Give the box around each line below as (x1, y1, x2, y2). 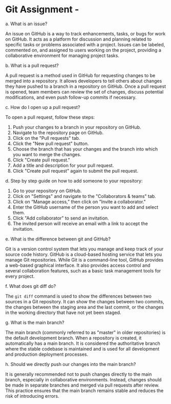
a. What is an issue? (5, 21, 48, 27)
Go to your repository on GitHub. (12, 188, 82, 194)
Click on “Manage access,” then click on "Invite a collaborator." (12, 198, 146, 205)
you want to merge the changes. (12, 151, 81, 157)
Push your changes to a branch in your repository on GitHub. (12, 124, 141, 130)
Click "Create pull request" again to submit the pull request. (12, 168, 138, 174)
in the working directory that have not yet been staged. (5, 309, 121, 316)
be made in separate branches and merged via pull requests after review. (5, 382, 160, 388)
